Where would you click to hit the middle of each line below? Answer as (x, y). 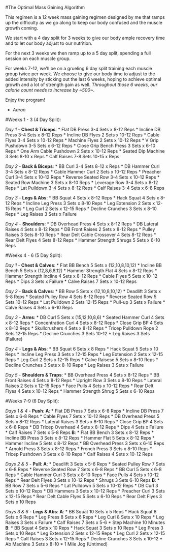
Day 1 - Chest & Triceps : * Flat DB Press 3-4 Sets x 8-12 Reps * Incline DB (83, 129)
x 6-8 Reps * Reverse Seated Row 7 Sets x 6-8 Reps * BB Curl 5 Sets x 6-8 (83, 469)
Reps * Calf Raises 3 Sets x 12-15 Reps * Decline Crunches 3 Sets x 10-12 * (84, 539)
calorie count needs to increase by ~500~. (50, 90)
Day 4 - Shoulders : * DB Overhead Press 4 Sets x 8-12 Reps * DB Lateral (82, 224)
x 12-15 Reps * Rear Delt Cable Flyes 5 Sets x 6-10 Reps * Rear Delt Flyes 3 (84, 496)
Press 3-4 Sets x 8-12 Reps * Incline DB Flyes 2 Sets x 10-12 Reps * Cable (82, 135)
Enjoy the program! (25, 100)
